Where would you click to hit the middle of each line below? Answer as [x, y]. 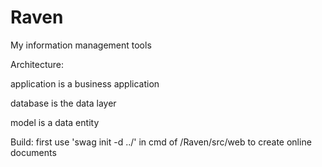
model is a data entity [55, 122]
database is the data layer [63, 103]
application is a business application [85, 83]
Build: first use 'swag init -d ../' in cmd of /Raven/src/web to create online [161, 142]
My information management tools [81, 45]
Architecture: [37, 64]
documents [33, 152]
